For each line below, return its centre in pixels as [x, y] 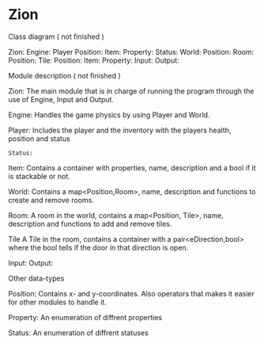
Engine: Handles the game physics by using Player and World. [109, 115]
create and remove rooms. [51, 200]
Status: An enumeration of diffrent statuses [78, 333]
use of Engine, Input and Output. [61, 99]
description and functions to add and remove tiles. [90, 224]
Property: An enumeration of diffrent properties [85, 317]
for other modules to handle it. [57, 302]
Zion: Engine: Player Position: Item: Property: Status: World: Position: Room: [131, 52]
